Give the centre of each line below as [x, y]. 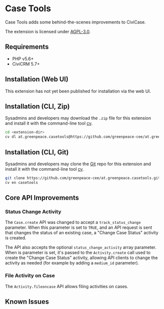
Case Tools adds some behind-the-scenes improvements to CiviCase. [75, 22]
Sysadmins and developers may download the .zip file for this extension [78, 118]
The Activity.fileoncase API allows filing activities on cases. [67, 286]
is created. [16, 238]
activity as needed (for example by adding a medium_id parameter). [72, 263]
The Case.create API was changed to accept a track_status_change [73, 222]
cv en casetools [21, 182]
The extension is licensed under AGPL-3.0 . [48, 31]
